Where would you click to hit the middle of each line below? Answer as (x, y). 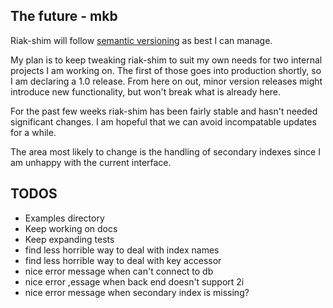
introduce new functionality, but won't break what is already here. (146, 91)
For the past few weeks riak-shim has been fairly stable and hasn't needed (164, 111)
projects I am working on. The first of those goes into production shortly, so (166, 70)
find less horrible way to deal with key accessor (123, 260)
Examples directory (64, 218)
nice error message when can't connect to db (119, 271)
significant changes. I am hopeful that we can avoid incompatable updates (163, 121)
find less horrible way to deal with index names (122, 250)
